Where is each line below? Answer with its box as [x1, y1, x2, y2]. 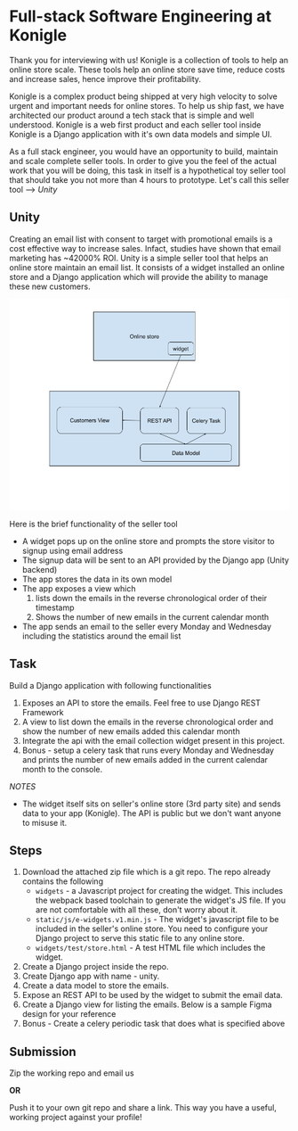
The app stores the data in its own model [21, 574, 173, 584]
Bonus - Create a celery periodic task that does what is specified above [21, 1019, 286, 1029]
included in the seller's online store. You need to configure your [35, 923, 269, 934]
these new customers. [9, 281, 91, 292]
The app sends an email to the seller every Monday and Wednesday [21, 621, 272, 632]
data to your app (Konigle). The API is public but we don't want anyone [21, 807, 282, 818]
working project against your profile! [9, 1112, 142, 1123]
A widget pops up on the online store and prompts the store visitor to [21, 535, 275, 546]
